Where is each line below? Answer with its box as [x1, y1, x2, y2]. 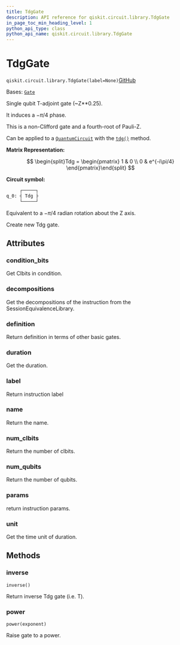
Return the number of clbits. [6, 447, 75, 455]
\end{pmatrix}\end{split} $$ [66, 164, 135, 171]
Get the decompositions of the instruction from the [6, 298, 132, 305]
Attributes [6, 238, 45, 249]
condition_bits [6, 256, 49, 264]
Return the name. [6, 419, 49, 426]
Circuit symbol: [6, 176, 45, 183]
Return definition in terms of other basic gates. [6, 333, 121, 340]
